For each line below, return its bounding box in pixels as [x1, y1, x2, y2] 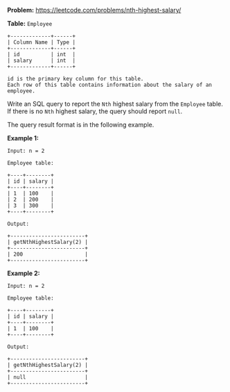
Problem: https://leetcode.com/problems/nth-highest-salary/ [7, 6, 182, 14]
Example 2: [7, 269, 40, 277]
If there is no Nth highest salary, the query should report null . [7, 107, 182, 115]
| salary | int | [7, 57, 76, 64]
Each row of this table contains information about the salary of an [7, 81, 213, 88]
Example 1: [7, 134, 39, 142]
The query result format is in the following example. [7, 121, 154, 129]
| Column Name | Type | [7, 39, 76, 46]
